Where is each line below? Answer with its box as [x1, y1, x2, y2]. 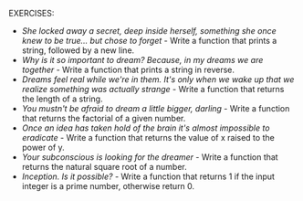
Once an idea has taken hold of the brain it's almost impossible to [21, 122, 270, 133]
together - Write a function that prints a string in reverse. [21, 64, 235, 75]
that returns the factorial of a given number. [21, 113, 186, 123]
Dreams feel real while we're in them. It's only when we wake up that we [21, 74, 295, 85]
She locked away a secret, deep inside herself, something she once [21, 26, 277, 36]
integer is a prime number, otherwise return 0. [21, 181, 195, 191]
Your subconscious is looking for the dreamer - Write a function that [21, 152, 279, 163]
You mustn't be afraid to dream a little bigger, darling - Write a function [21, 103, 290, 113]
